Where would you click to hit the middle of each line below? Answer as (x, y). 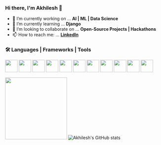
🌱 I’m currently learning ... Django (47, 24)
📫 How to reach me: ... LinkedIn (45, 35)
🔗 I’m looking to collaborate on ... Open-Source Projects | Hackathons (84, 29)
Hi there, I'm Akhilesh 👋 (34, 8)
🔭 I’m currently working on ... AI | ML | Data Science (65, 19)
